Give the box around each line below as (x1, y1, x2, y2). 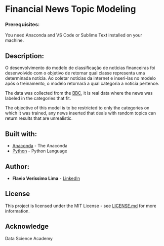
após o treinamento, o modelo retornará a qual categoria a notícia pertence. (5, 80, 160, 87)
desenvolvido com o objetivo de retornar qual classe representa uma (5, 70, 145, 76)
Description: (5, 52, 44, 60)
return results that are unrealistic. (5, 115, 73, 121)
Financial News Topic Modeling (5, 3, 136, 15)
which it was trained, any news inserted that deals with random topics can (5, 110, 156, 116)
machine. (5, 37, 24, 43)
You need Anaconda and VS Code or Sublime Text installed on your (5, 32, 142, 38)
